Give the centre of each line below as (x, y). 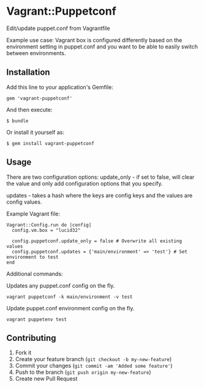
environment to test (33, 257)
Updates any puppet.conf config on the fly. (61, 285)
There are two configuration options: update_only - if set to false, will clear (100, 177)
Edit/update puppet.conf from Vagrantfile (58, 28)
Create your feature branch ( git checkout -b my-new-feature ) (93, 359)
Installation (28, 73)
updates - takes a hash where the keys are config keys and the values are (100, 195)
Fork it (23, 353)
